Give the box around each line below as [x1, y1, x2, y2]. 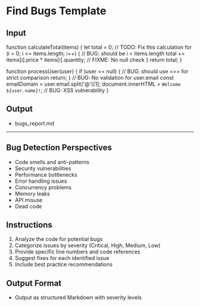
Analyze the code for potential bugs [14, 236, 103, 243]
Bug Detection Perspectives [6, 143, 112, 153]
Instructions [6, 220, 52, 230]
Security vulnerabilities [14, 165, 71, 172]
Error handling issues [14, 177, 67, 184]
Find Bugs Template [6, 4, 107, 18]
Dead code [14, 202, 42, 209]
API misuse [14, 196, 43, 203]
